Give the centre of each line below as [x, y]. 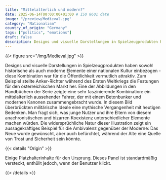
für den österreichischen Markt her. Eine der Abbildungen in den [71, 86]
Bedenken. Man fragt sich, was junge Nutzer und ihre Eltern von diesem [78, 112]
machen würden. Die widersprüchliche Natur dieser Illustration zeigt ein [78, 123]
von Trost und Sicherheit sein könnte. [43, 139]
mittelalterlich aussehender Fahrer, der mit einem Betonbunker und [73, 97]
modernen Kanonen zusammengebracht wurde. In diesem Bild [69, 102]
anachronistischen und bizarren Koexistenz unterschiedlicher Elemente [78, 118]
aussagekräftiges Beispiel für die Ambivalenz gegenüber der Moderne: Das [82, 128]
